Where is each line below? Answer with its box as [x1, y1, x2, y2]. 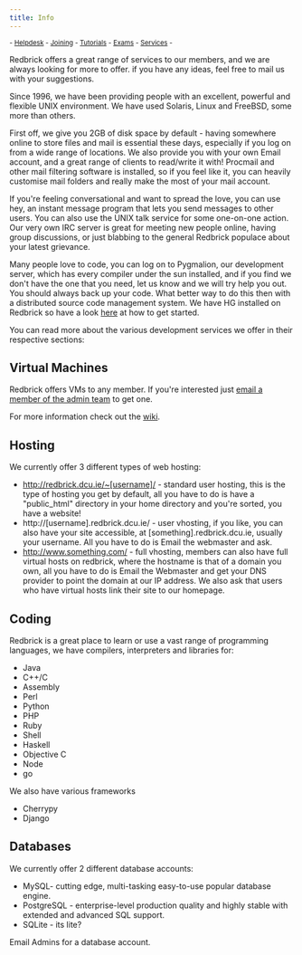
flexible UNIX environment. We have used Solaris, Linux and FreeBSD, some [9, 100, 292, 111]
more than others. [9, 110, 76, 120]
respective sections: [9, 334, 85, 345]
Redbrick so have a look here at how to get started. [9, 307, 200, 318]
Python [22, 701, 50, 711]
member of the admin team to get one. [9, 394, 154, 405]
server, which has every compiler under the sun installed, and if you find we [9, 268, 292, 279]
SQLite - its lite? [22, 919, 82, 930]
